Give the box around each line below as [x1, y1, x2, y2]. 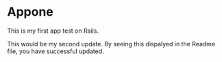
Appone [7, 4, 53, 20]
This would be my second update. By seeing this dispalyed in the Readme [7, 40, 216, 48]
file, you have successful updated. [7, 47, 104, 55]
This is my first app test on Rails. [7, 27, 99, 35]
